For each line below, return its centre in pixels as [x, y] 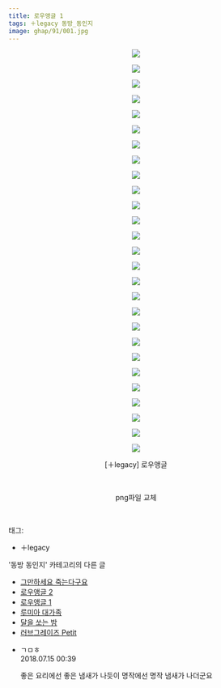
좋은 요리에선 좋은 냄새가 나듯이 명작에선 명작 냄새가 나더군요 [116, 676]
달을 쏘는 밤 [39, 622]
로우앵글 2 [36, 592]
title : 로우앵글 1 [36, 16]
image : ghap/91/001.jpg [49, 31]
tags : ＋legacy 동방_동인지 [51, 23]
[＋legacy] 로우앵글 [136, 465]
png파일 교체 [136, 498]
